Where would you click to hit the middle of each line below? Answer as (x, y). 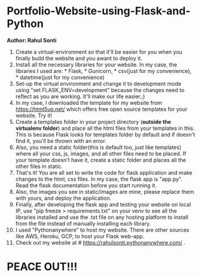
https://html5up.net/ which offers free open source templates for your (101, 109)
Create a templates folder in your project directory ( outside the (93, 121)
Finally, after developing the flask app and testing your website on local (103, 204)
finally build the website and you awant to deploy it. (79, 58)
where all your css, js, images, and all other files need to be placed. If (101, 153)
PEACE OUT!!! (42, 267)
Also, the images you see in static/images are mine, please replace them (105, 191)
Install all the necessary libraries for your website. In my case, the (96, 65)
